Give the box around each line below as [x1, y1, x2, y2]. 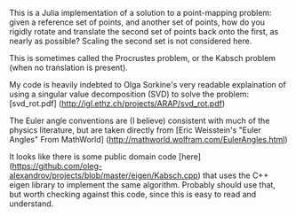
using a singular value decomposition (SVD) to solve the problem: [9, 89, 250, 99]
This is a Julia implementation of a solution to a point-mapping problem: [9, 8, 273, 18]
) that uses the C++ [197, 170, 269, 181]
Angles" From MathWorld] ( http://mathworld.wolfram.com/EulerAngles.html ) [9, 135, 288, 144]
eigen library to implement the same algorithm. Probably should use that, [9, 180, 276, 189]
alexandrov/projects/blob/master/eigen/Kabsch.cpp [9, 170, 198, 181]
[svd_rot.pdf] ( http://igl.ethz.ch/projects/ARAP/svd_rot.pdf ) [9, 98, 225, 109]
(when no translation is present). [9, 62, 129, 73]
